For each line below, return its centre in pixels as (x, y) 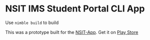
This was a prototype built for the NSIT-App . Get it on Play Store (72, 32)
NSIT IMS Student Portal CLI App (75, 9)
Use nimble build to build (32, 22)
